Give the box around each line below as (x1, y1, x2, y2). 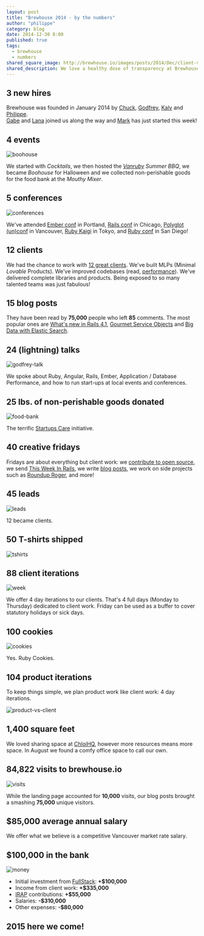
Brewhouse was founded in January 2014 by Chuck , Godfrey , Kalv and (6, 104, 183, 111)
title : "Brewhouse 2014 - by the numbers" (6, 15, 115, 21)
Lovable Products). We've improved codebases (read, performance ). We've (6, 267, 195, 275)
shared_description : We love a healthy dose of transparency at (6, 65, 172, 72)
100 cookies (6, 627, 53, 637)
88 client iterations (6, 568, 80, 578)
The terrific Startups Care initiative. (6, 425, 94, 432)
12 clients (6, 245, 43, 255)
